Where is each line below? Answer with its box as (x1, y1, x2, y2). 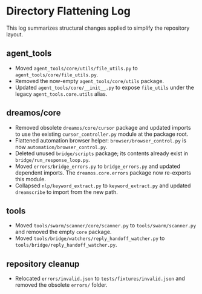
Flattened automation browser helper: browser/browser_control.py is (15, 136, 186, 144)
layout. (6, 30, 23, 38)
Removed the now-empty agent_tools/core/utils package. (15, 77, 165, 84)
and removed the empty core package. (15, 229, 112, 236)
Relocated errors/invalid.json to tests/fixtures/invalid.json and (15, 275, 186, 282)
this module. (15, 175, 47, 182)
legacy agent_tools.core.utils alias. (15, 90, 108, 98)
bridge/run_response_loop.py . (15, 156, 91, 163)
